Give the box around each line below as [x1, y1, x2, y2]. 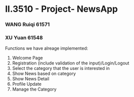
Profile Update [12, 81, 42, 87]
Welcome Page [12, 55, 43, 61]
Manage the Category [12, 86, 57, 92]
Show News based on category [12, 70, 76, 77]
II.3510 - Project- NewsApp [5, 3, 118, 15]
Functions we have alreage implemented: [5, 45, 88, 51]
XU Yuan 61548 [5, 34, 43, 41]
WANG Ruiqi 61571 [5, 21, 50, 28]
